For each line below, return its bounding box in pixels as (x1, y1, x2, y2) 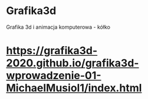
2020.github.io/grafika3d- (6, 57, 139, 70)
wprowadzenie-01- (6, 69, 101, 83)
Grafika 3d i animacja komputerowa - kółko (6, 23, 111, 30)
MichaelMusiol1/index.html (6, 81, 142, 95)
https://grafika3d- (6, 44, 98, 57)
